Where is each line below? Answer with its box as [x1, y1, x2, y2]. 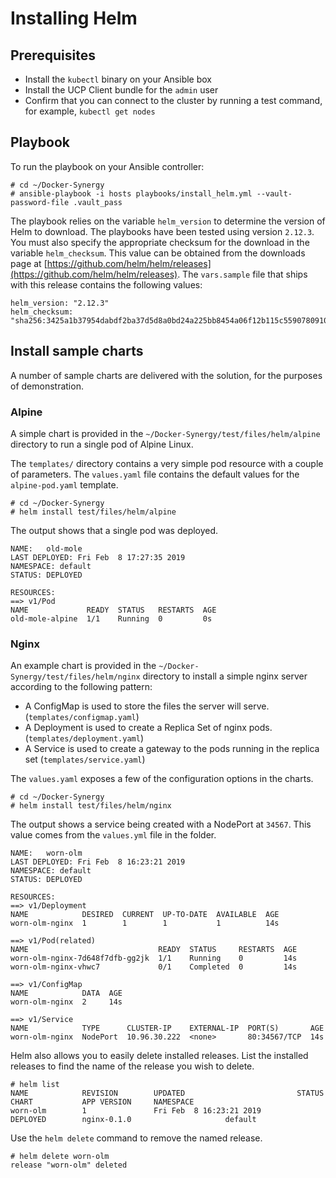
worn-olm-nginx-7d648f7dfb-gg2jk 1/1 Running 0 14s [10, 953, 298, 964]
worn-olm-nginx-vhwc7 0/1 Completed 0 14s [10, 962, 298, 972]
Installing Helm [10, 7, 138, 30]
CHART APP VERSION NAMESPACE [10, 1097, 195, 1107]
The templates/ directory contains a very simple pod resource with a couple [10, 457, 324, 469]
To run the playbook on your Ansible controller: [10, 160, 205, 172]
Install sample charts [10, 343, 144, 360]
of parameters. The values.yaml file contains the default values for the [10, 468, 300, 480]
